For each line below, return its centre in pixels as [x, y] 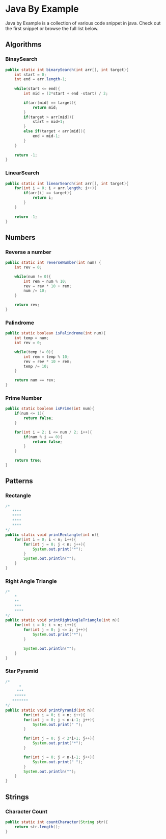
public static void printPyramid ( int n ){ [50, 710]
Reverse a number [29, 252]
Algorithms [23, 45]
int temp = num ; [32, 338]
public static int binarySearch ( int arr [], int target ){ [67, 70]
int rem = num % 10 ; [45, 281]
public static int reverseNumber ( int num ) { [53, 263]
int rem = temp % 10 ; [47, 357]
